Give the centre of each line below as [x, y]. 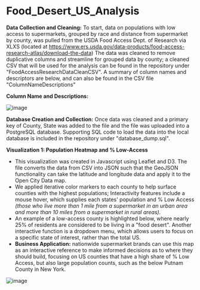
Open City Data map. [41, 180]
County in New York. [40, 269]
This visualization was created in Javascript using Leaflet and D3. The [101, 161]
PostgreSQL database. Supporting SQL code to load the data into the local [98, 132]
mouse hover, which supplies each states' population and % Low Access [104, 199]
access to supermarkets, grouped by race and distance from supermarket [97, 33]
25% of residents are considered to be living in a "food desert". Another [103, 224]
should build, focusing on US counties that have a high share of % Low [102, 256]
